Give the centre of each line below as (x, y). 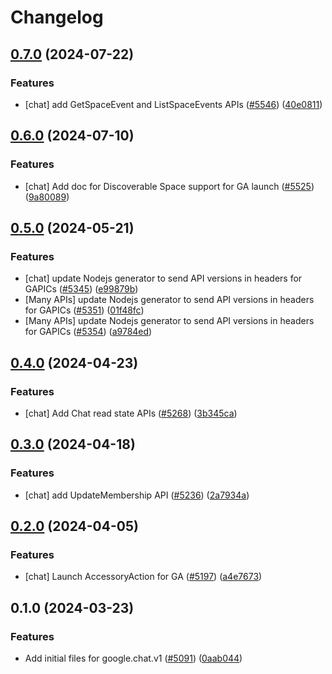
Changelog (57, 17)
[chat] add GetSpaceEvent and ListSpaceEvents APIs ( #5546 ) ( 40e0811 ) (173, 104)
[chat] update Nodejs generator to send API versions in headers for (163, 278)
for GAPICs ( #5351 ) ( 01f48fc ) (84, 310)
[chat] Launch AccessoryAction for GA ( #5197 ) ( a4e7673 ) (143, 577)
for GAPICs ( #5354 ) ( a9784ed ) (88, 332)
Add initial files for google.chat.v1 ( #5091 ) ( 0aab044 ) (133, 658)
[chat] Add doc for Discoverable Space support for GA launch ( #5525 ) (169, 186)
